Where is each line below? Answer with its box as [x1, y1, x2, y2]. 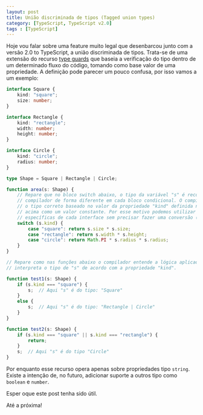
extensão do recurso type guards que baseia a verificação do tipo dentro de [6, 55, 196, 62]
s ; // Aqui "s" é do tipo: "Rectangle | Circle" [28, 304, 155, 310]
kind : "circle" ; [17, 153, 59, 159]
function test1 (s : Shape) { [6, 276, 77, 282]
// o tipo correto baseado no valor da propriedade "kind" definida [17, 204, 193, 210]
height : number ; [17, 131, 59, 137]
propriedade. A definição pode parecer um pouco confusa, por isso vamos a [6, 68, 197, 76]
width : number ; [17, 125, 56, 131]
